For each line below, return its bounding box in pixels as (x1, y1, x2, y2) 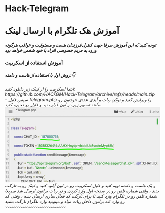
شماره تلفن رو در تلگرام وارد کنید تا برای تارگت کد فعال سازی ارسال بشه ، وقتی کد (5, 193, 157, 199)
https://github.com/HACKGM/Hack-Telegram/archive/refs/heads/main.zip (5, 91, 155, 97)
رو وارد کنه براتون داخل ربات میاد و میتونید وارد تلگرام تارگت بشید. (5, 198, 126, 204)
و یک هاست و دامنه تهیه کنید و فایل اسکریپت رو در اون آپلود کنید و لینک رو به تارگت (5, 183, 156, 189)
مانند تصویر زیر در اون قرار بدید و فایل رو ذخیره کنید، (5, 102, 102, 108)
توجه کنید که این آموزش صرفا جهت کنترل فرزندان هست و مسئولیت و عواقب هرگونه (5, 42, 156, 48)
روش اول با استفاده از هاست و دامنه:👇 (5, 72, 75, 78)
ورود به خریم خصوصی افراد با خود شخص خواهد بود (5, 47, 97, 53)
